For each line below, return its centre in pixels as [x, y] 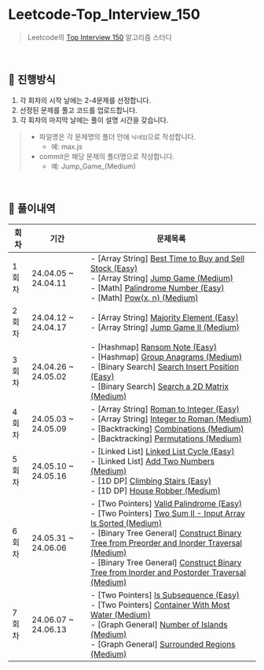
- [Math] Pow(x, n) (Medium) [144, 298]
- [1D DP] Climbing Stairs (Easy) [151, 480]
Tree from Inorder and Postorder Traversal [168, 572]
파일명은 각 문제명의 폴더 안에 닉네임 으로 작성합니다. [117, 136]
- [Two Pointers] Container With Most [160, 605]
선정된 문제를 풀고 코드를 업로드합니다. [78, 110]
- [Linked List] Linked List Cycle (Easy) [162, 451]
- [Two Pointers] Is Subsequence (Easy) [165, 594]
